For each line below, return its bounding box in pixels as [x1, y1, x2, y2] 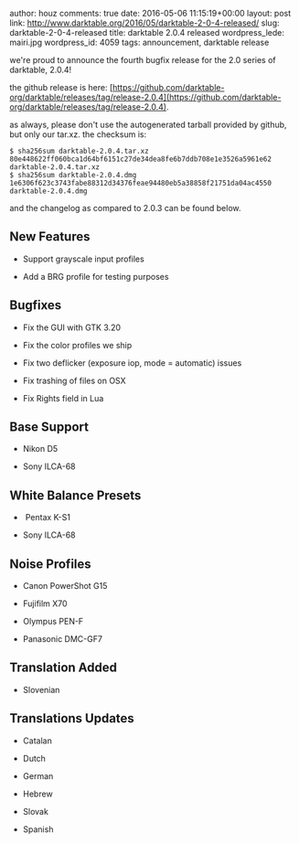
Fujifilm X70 [22, 598, 68, 609]
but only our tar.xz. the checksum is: [9, 129, 147, 140]
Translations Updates [9, 710, 134, 726]
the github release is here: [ [9, 82, 113, 92]
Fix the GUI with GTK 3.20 [22, 322, 122, 333]
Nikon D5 [22, 443, 59, 454]
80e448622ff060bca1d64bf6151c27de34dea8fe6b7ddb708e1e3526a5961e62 [9, 155, 272, 164]
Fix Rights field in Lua [22, 392, 104, 403]
